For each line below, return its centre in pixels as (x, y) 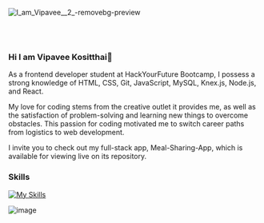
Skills (19, 177)
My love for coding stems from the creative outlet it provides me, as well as (132, 107)
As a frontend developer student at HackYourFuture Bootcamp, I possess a (132, 74)
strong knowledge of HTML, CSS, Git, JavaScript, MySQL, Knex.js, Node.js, (132, 83)
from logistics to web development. (66, 133)
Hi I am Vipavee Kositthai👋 (60, 57)
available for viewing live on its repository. (78, 157)
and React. (26, 91)
